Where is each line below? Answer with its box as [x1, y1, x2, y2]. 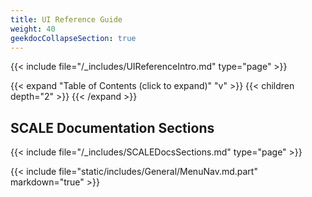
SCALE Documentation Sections [10, 119, 215, 136]
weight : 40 [10, 24, 56, 34]
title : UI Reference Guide [10, 14, 123, 25]
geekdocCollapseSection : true [10, 33, 137, 43]
